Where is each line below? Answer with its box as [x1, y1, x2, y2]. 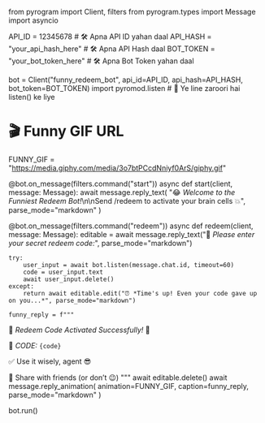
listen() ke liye [8, 93, 55, 101]
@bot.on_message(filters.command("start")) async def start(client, [8, 179, 233, 188]
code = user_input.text [23, 268, 104, 276]
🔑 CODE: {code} [8, 340, 62, 350]
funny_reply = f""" [8, 310, 75, 319]
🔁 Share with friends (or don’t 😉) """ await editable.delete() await [8, 373, 228, 382]
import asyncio [8, 15, 59, 25]
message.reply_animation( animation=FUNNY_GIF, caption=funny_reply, [8, 381, 250, 391]
